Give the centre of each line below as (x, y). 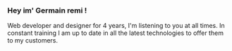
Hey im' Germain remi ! (47, 10)
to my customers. (33, 41)
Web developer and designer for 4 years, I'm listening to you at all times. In (116, 26)
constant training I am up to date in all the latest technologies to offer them (116, 33)
